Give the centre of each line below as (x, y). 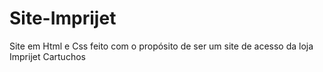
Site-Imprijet (63, 18)
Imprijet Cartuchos (47, 56)
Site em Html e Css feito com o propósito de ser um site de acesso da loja (161, 46)
